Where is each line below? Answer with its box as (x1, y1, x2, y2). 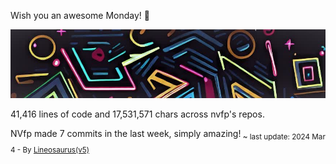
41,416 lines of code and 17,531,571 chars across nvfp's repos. (10, 108, 265, 120)
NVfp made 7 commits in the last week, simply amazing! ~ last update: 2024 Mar (10, 128, 326, 142)
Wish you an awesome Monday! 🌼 (10, 10, 151, 21)
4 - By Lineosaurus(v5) (10, 145, 90, 155)
